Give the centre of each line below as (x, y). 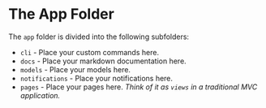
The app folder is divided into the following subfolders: (99, 37)
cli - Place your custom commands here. (90, 52)
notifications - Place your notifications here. (96, 78)
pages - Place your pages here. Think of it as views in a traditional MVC (139, 87)
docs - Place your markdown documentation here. (103, 61)
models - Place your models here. (75, 69)
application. (40, 95)
